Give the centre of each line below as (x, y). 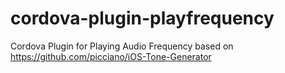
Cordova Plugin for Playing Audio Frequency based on (122, 46)
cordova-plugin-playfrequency (142, 18)
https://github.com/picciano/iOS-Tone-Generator (111, 56)
